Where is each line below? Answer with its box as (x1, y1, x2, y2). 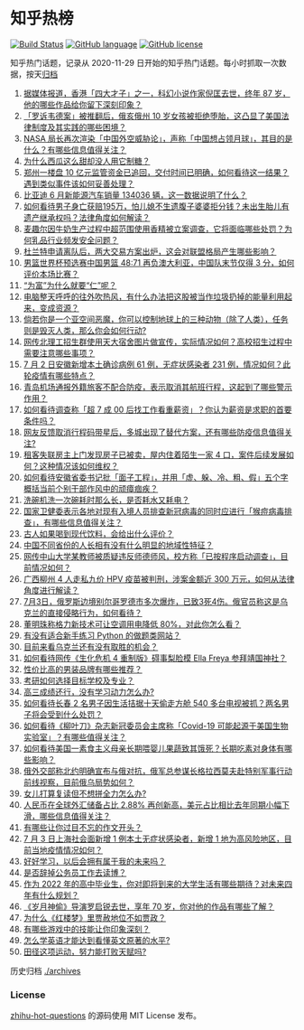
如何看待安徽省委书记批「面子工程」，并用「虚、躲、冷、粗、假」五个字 (23, 472, 289, 482)
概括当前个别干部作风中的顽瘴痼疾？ (23, 482, 159, 493)
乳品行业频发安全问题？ (31, 234, 119, 245)
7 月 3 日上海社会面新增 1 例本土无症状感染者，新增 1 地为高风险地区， (23, 833, 285, 844)
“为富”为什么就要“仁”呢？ (23, 279, 117, 290)
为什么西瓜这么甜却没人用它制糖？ (23, 155, 151, 166)
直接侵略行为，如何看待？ (47, 607, 143, 618)
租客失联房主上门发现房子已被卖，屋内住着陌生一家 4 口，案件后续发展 (23, 449, 287, 460)
